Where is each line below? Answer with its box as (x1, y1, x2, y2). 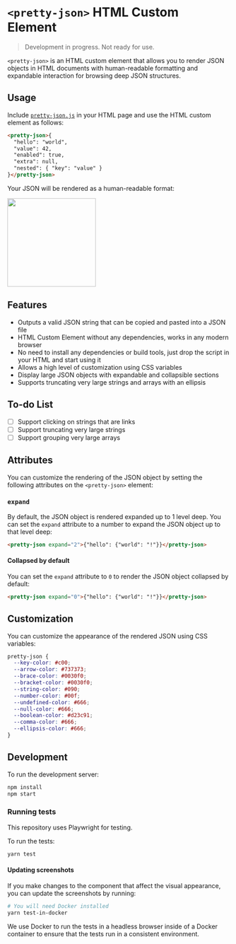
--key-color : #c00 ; (13, 659, 71, 667)
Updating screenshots (7, 866, 74, 874)
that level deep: (7, 528, 53, 536)
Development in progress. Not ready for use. (24, 42, 155, 51)
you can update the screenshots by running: (7, 889, 136, 897)
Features (7, 299, 47, 311)
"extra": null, (13, 158, 59, 165)
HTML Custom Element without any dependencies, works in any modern (17, 333, 229, 342)
